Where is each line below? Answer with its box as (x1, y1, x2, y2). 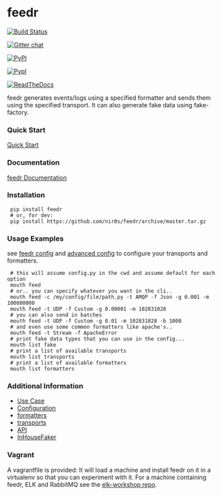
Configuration (16, 404, 56, 412)
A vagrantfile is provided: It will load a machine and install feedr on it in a (7, 466, 211, 474)
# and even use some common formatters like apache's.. (10, 323, 173, 331)
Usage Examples (7, 234, 64, 243)
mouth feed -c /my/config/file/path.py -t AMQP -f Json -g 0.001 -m (10, 294, 210, 301)
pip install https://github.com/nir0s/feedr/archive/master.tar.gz (10, 217, 206, 225)
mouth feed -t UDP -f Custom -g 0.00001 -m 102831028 (10, 306, 167, 312)
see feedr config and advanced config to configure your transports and (7, 250, 208, 258)
